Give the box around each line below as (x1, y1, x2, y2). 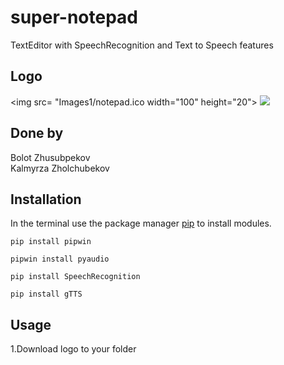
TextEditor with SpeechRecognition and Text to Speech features (10, 39, 274, 51)
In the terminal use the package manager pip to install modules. (10, 217, 272, 230)
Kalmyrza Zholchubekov (10, 162, 110, 174)
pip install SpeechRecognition (10, 272, 141, 282)
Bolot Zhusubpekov (10, 151, 91, 163)
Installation (10, 191, 82, 208)
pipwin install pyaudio (10, 254, 110, 265)
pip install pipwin (10, 237, 92, 247)
